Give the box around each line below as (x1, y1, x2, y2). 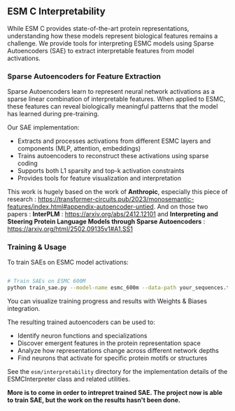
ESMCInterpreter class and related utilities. (7, 375, 131, 384)
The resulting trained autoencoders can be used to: (7, 318, 155, 326)
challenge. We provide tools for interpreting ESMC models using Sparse (7, 39, 215, 48)
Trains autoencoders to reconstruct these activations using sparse (17, 152, 209, 160)
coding (17, 159, 38, 167)
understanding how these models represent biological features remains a (7, 32, 218, 40)
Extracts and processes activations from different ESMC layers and (17, 137, 211, 146)
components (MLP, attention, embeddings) (17, 144, 141, 153)
